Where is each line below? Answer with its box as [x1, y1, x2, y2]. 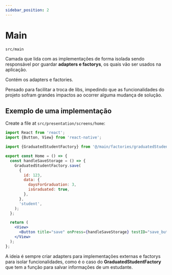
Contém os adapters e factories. [5, 76, 73, 83]
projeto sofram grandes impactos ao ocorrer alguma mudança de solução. [5, 92, 162, 98]
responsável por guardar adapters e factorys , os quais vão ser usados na [5, 61, 161, 67]
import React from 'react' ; [5, 130, 66, 135]
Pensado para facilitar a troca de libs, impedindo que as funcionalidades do [5, 86, 165, 92]
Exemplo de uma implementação [5, 106, 112, 115]
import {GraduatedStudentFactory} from [5, 144, 91, 149]
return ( [10, 220, 29, 225]
